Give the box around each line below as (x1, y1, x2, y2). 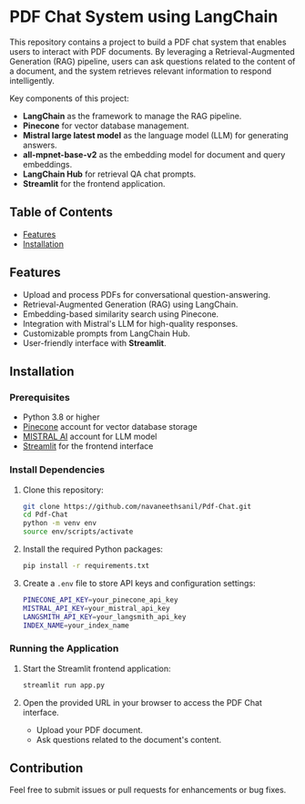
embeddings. (22, 158, 73, 169)
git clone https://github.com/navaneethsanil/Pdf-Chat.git (22, 502, 252, 511)
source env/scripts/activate (22, 527, 134, 536)
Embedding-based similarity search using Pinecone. (22, 308, 219, 320)
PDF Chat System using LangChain (9, 6, 279, 27)
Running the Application (9, 642, 119, 655)
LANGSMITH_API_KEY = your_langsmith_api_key (22, 612, 187, 621)
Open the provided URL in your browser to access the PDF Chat (22, 697, 262, 707)
